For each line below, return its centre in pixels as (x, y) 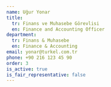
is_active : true (27, 69)
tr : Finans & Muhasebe (41, 40)
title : (15, 18)
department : (21, 35)
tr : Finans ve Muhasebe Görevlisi (56, 23)
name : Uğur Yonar (28, 12)
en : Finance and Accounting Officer (58, 29)
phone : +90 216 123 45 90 (39, 58)
